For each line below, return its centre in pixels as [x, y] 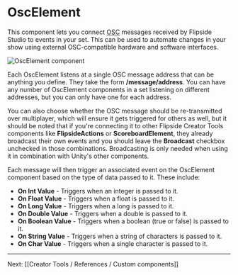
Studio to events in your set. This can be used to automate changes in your [117, 39]
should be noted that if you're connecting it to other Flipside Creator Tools [115, 125]
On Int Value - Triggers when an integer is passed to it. [98, 191]
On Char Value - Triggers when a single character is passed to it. [113, 243]
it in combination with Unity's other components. [78, 156]
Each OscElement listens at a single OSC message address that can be [111, 74]
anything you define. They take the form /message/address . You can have [117, 82]
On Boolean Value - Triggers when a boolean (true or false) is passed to [123, 221]
